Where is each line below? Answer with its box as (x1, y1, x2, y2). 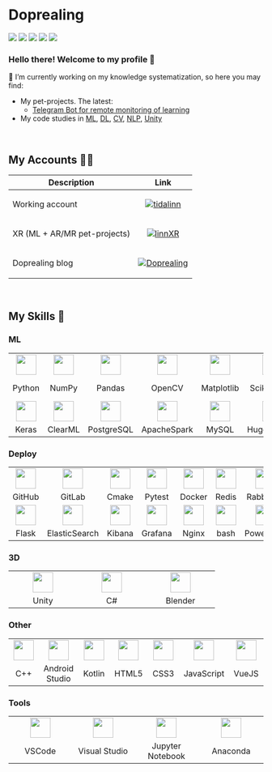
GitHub (12, 492, 40, 503)
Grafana (141, 528, 172, 540)
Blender (165, 595, 196, 607)
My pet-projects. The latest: (19, 96, 113, 106)
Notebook (147, 750, 186, 761)
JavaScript (183, 668, 225, 679)
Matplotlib (201, 382, 240, 394)
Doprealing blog (12, 258, 74, 269)
